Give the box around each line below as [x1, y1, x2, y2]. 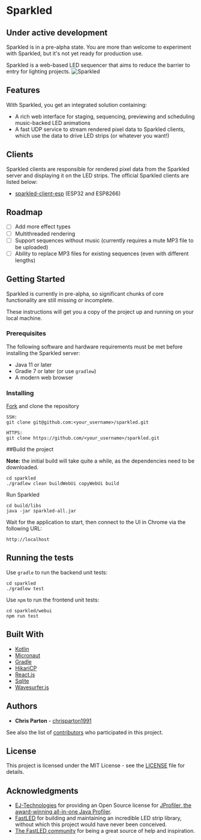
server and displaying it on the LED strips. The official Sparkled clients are [6, 172, 189, 179]
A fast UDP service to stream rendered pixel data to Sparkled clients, [14, 126, 185, 133]
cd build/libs [6, 503, 42, 509]
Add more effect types [14, 223, 71, 230]
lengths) [14, 257, 36, 264]
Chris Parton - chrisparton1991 [14, 717, 92, 724]
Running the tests [6, 553, 74, 563]
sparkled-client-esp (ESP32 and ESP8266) [14, 190, 121, 197]
